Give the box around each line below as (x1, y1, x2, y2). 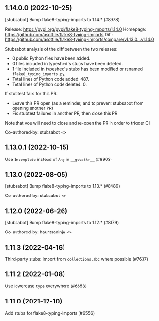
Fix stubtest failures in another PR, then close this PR (12, 110, 118, 116)
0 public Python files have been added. (12, 55, 91, 61)
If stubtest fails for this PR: (5, 90, 58, 96)
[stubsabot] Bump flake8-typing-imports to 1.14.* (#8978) (5, 17, 120, 22)
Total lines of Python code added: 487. (12, 76, 90, 82)
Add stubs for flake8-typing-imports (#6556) (5, 310, 95, 316)
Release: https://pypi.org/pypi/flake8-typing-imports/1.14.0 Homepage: (5, 26, 146, 32)
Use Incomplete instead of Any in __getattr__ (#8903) (5, 156, 112, 162)
